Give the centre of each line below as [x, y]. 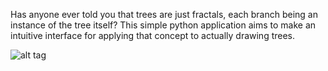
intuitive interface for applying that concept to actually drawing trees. [153, 35]
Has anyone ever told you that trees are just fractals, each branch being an [164, 14]
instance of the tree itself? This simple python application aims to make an [163, 25]
